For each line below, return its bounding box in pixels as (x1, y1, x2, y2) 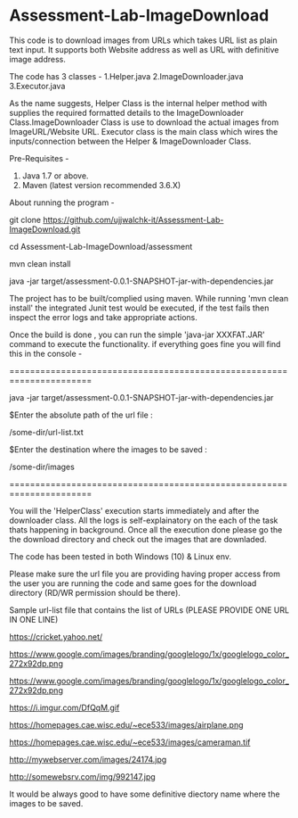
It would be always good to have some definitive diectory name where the (9, 789, 280, 799)
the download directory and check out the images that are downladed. (9, 533, 267, 544)
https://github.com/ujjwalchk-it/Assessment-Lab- (43, 214, 224, 225)
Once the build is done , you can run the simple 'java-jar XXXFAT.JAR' (9, 329, 265, 340)
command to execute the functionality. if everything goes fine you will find (9, 338, 281, 349)
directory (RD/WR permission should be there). (9, 587, 181, 598)
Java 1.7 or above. (21, 170, 89, 181)
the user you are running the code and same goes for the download (9, 577, 257, 589)
